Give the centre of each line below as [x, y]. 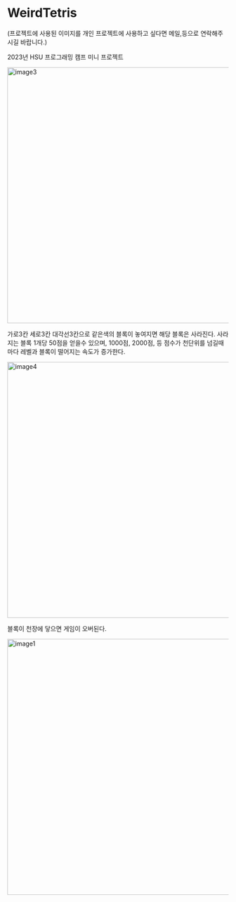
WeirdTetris [42, 13]
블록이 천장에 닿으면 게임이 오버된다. [57, 628]
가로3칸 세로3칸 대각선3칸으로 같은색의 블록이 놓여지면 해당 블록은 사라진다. [111, 334]
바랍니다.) [34, 42]
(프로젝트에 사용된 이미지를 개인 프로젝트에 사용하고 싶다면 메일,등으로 [103, 33]
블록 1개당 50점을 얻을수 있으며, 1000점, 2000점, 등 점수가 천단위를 [113, 343]
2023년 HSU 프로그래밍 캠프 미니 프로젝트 [66, 57]
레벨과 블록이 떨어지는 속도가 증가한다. [73, 351]
